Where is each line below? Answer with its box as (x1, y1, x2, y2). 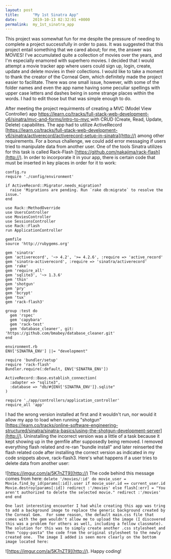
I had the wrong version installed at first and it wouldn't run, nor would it (5, 411, 157, 417)
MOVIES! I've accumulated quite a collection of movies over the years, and (5, 52, 162, 58)
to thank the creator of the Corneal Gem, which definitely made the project (5, 74, 162, 80)
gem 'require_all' (5, 268, 44, 274)
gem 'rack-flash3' (5, 300, 44, 305)
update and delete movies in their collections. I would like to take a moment (5, 69, 164, 75)
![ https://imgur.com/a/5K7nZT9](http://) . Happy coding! (5, 548, 121, 554)
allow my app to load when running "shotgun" (5, 417, 102, 423)
